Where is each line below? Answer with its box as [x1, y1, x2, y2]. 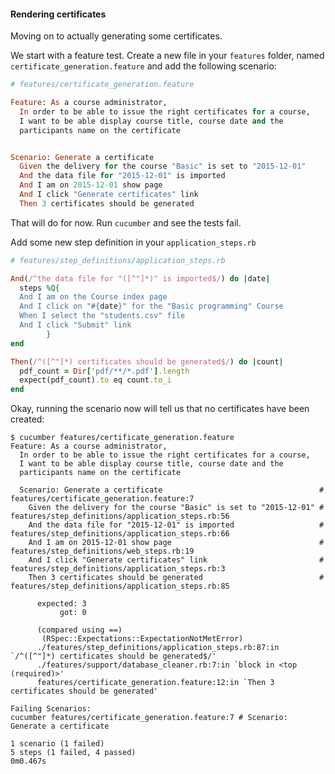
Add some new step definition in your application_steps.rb [10, 236, 257, 248]
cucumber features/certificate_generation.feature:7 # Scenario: [10, 713, 288, 723]
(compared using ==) [36, 625, 123, 635]
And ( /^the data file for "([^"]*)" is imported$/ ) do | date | [10, 273, 271, 284]
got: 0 [59, 608, 87, 618]
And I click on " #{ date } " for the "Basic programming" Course [19, 301, 284, 312]
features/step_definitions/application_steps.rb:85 [10, 581, 230, 592]
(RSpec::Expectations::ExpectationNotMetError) [41, 634, 244, 644]
